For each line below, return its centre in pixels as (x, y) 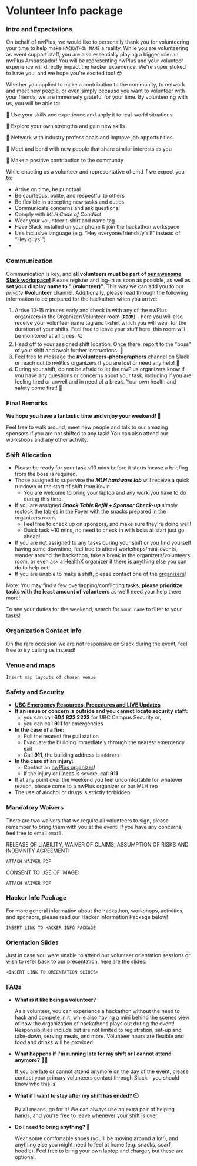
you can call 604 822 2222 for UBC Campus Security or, (92, 717)
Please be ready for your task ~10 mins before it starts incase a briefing (101, 468)
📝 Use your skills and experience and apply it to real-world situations (89, 115)
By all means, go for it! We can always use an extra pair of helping (95, 1110)
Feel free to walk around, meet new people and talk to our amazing (87, 427)
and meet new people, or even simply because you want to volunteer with (96, 91)
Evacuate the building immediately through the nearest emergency (104, 742)
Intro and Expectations (39, 29)
